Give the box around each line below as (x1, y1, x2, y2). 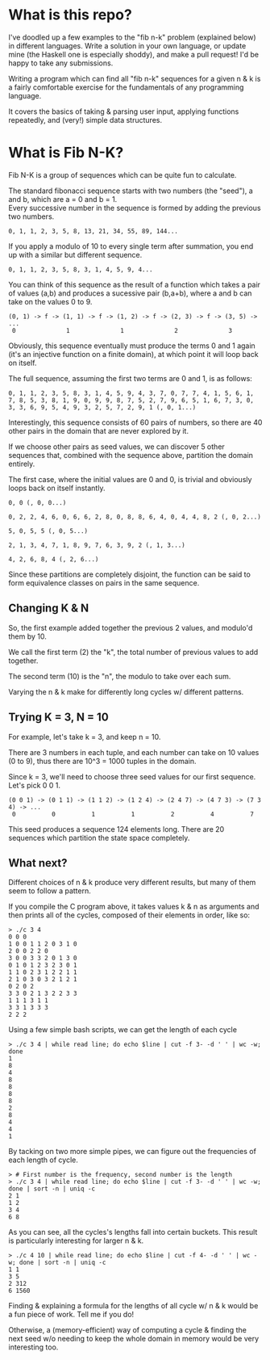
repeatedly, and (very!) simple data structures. (8, 115, 163, 124)
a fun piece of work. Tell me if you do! (8, 1310, 135, 1320)
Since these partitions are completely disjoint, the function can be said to (8, 569, 251, 579)
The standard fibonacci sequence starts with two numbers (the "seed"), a (8, 186, 254, 195)
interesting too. (8, 1342, 59, 1352)
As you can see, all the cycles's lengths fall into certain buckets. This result (8, 1228, 258, 1237)
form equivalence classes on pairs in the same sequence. (8, 577, 200, 587)
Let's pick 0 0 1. (8, 780, 61, 790)
